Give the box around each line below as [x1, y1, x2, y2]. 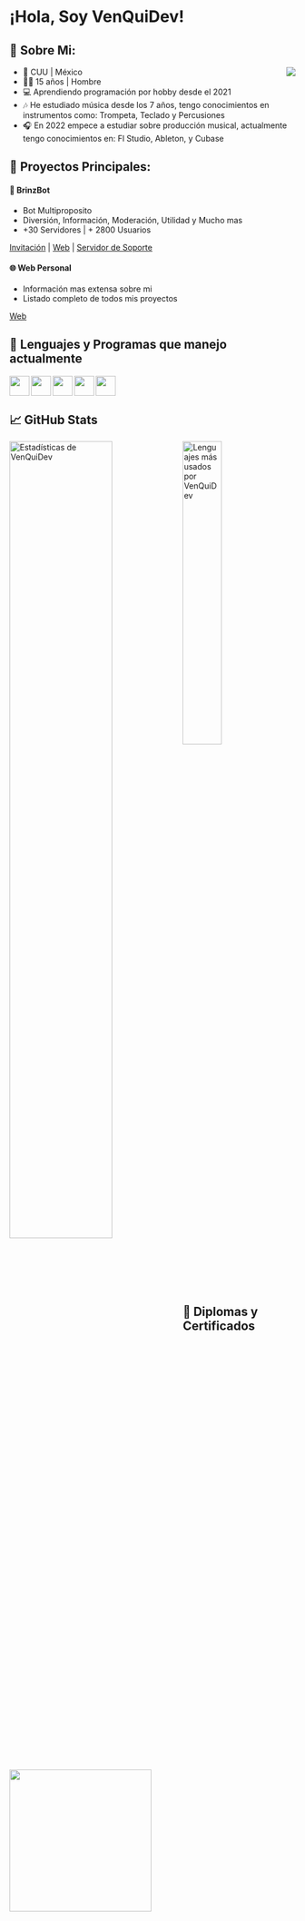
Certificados [182, 1318, 256, 1333]
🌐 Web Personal [9, 262, 72, 273]
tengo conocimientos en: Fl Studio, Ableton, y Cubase [22, 134, 224, 144]
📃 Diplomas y [182, 1303, 259, 1319]
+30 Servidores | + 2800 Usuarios [22, 224, 152, 235]
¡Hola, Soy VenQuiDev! [9, 6, 184, 27]
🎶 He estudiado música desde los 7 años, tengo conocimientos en [22, 100, 270, 110]
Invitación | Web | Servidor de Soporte [9, 242, 152, 253]
